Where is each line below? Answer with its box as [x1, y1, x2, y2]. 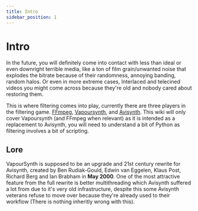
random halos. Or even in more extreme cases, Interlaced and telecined [6, 78, 181, 85]
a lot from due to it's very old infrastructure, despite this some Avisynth [6, 186, 179, 193]
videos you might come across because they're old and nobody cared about [6, 84, 192, 92]
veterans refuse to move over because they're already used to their [6, 192, 170, 199]
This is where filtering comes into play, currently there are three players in [6, 102, 186, 110]
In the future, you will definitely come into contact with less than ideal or [6, 59, 181, 66]
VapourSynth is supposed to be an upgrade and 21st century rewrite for [6, 161, 181, 168]
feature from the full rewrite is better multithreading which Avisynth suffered [6, 179, 191, 187]
